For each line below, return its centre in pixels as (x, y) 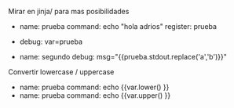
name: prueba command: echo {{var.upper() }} (95, 95)
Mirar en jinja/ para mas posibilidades (69, 11)
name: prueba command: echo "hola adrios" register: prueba (118, 26)
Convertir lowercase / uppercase (61, 72)
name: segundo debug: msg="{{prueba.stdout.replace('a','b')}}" (123, 57)
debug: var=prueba (51, 41)
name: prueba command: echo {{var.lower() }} (94, 87)
